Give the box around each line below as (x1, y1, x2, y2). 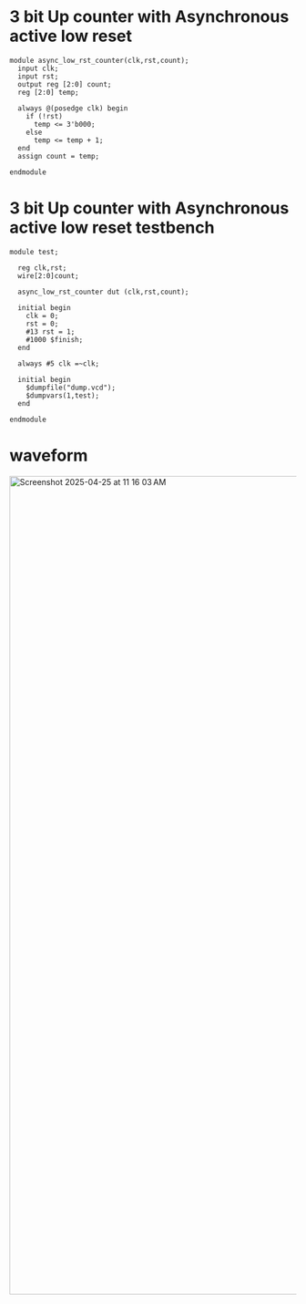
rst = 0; (25, 319, 59, 328)
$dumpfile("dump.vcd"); (25, 383, 117, 392)
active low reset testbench (9, 217, 215, 238)
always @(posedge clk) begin (17, 103, 128, 113)
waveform (9, 445, 88, 466)
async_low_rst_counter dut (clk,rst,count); (17, 287, 189, 296)
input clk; (17, 64, 59, 73)
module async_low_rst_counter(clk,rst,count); (9, 56, 189, 65)
